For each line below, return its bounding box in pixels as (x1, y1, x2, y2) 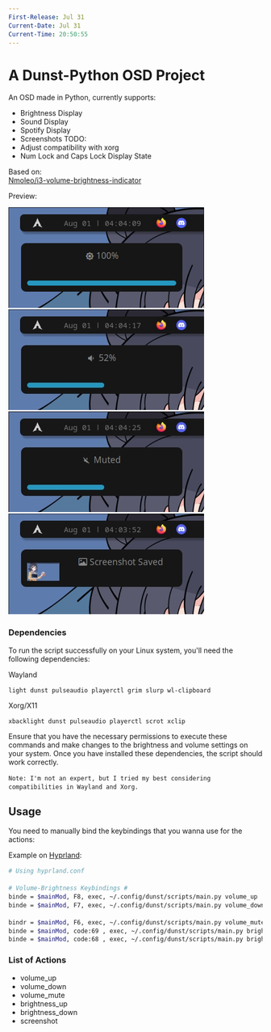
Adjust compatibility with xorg (19, 142, 119, 153)
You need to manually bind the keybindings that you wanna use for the (8, 826, 243, 836)
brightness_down (19, 1007, 78, 1017)
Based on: (8, 167, 42, 177)
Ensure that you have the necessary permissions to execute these (8, 731, 227, 741)
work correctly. (8, 757, 59, 767)
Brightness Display (19, 108, 83, 118)
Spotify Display (19, 125, 71, 135)
